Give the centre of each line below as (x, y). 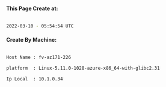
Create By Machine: (32, 39)
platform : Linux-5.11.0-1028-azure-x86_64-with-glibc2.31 (83, 69)
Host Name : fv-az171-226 (38, 58)
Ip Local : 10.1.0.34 (35, 79)
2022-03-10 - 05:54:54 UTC (40, 26)
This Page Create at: (32, 8)
